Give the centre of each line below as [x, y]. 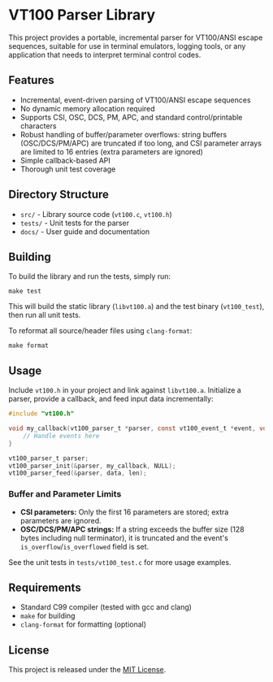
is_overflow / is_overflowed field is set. [84, 546]
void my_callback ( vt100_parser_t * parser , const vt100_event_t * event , [132, 428]
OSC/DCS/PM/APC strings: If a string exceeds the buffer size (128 [132, 529]
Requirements [45, 588]
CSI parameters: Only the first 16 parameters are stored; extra [124, 512]
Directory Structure [59, 195]
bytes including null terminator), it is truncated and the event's [124, 537]
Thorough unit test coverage [68, 169]
